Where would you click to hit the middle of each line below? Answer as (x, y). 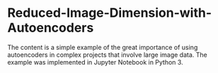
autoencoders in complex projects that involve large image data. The (107, 55)
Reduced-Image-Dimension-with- (110, 13)
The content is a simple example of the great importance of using (103, 47)
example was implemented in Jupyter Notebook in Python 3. (95, 62)
